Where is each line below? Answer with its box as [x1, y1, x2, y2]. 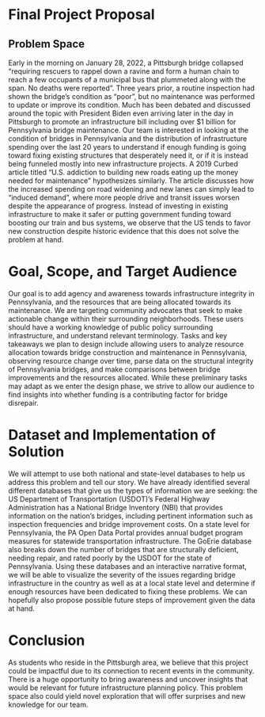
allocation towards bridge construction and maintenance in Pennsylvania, [8, 347, 248, 357]
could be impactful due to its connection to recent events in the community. [8, 666, 255, 675]
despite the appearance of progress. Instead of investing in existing [8, 201, 229, 211]
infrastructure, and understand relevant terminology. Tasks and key [8, 330, 228, 340]
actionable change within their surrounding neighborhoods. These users [8, 314, 244, 323]
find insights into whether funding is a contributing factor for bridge [8, 390, 228, 399]
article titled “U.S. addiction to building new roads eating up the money [8, 168, 239, 177]
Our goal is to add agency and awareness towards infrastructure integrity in [8, 288, 255, 298]
